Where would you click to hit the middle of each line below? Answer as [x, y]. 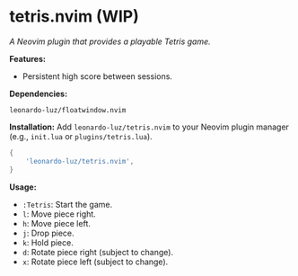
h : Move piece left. [57, 223]
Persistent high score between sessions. [97, 76]
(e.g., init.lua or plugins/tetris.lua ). [81, 136]
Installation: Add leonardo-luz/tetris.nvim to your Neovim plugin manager [149, 127]
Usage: [23, 187]
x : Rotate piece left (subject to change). [95, 262]
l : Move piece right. [59, 214]
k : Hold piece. [48, 242]
